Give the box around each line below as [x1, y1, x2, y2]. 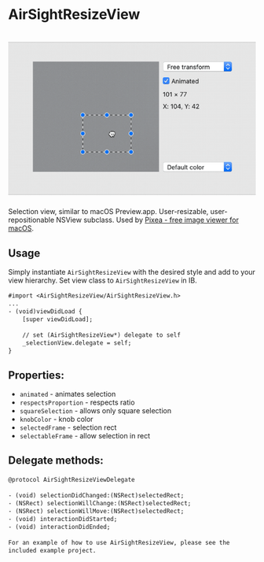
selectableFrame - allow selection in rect [19, 431, 151, 441]
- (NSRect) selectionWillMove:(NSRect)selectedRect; [8, 507, 185, 515]
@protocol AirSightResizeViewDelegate [8, 475, 135, 483]
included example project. [8, 546, 97, 554]
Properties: [8, 368, 64, 382]
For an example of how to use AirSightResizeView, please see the [8, 538, 230, 546]
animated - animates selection [19, 390, 116, 399]
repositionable [8, 215, 55, 225]
